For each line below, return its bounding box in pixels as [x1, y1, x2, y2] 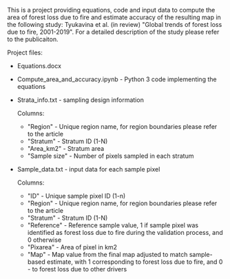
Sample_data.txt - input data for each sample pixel [17, 165, 160, 173]
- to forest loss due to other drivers [27, 265, 127, 273]
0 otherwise [27, 236, 62, 244]
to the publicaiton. [7, 35, 59, 43]
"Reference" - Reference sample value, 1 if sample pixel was [27, 221, 198, 229]
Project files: [7, 48, 43, 56]
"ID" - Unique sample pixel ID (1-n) [27, 192, 126, 200]
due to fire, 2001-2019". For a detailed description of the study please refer [7, 28, 220, 36]
